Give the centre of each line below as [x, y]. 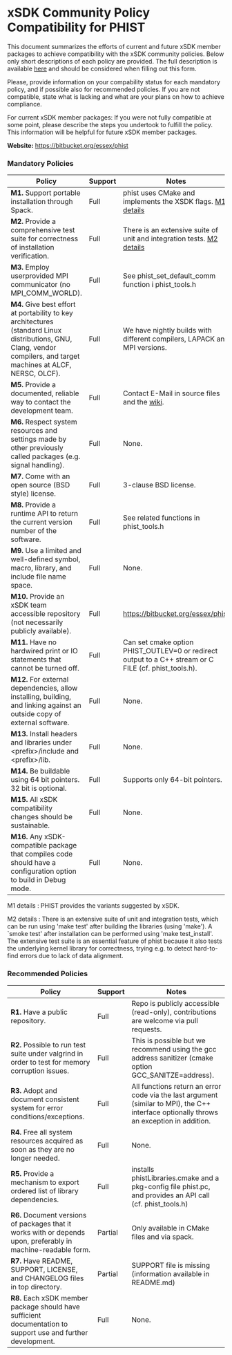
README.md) [153, 1282]
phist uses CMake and [159, 193]
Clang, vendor [33, 348]
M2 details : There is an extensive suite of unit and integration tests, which [113, 919]
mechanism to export [45, 1182]
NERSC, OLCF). [36, 373]
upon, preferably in [41, 1241]
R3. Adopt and [34, 1090]
